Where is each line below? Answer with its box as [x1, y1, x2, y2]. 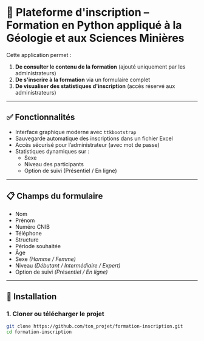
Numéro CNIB [15, 223, 50, 230]
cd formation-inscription [6, 329, 72, 336]
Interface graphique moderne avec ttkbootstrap [15, 128, 137, 135]
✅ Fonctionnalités [6, 112, 75, 123]
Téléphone [15, 229, 42, 237]
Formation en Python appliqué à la [6, 18, 182, 32]
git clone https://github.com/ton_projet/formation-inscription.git [6, 323, 183, 329]
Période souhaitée [15, 242, 61, 249]
